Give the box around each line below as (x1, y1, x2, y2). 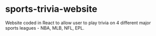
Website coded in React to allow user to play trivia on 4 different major (5, 20, 151, 26)
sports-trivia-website (5, 3, 98, 15)
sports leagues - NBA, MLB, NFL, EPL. (5, 25, 85, 31)
